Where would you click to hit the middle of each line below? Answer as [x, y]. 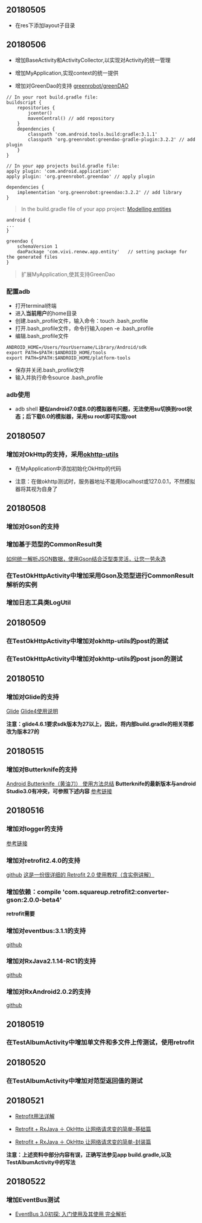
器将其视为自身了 [36, 488]
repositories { [36, 108]
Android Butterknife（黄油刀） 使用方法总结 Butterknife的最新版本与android [101, 783]
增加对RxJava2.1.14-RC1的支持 [51, 961]
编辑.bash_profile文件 [42, 336]
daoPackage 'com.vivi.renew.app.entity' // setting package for [102, 251]
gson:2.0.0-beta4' [34, 900]
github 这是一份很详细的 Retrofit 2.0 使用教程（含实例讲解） [80, 874]
